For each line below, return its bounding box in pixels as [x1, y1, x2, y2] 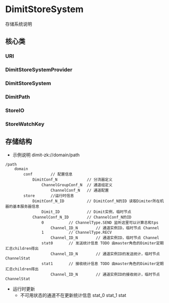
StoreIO [5, 107, 24, 114]
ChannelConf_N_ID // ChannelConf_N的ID [32, 214, 132, 220]
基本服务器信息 [12, 204, 39, 209]
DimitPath [5, 94, 30, 101]
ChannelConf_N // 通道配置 [50, 188, 109, 193]
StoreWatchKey [5, 120, 45, 127]
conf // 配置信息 [23, 171, 73, 177]
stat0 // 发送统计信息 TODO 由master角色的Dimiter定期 [41, 240, 164, 246]
